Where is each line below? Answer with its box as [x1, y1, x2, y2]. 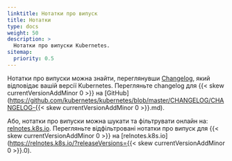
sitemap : [7, 49, 33, 56]
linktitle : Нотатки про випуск [7, 10, 98, 17]
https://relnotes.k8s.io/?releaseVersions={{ [9, 139, 133, 147]
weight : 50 [7, 29, 39, 37]
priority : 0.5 [13, 55, 54, 62]
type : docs [7, 23, 39, 30]
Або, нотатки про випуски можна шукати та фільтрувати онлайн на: [7, 117, 208, 125]
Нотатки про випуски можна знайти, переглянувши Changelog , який [7, 74, 210, 82]
